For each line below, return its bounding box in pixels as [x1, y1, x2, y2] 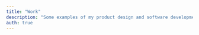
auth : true [6, 20, 33, 26]
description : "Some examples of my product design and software [6, 14, 168, 20]
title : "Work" [6, 8, 41, 15]
